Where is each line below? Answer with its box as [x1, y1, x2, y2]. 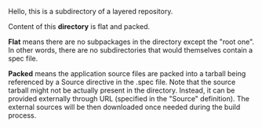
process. [8, 111, 37, 120]
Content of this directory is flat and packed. [8, 22, 151, 31]
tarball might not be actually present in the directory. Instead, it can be [8, 86, 235, 95]
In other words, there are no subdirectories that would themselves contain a [8, 46, 253, 54]
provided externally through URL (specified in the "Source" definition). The [8, 94, 249, 103]
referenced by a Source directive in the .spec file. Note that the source [8, 78, 236, 86]
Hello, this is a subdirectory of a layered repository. [8, 7, 173, 16]
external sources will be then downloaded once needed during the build [8, 102, 241, 112]
